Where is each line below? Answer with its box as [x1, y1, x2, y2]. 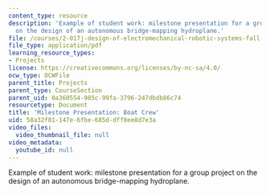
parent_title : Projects [8, 79, 88, 87]
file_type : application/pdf [8, 42, 103, 50]
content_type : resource [8, 11, 88, 20]
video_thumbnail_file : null [15, 131, 110, 139]
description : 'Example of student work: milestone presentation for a [8, 19, 250, 27]
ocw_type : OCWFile [8, 71, 70, 79]
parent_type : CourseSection [8, 86, 103, 95]
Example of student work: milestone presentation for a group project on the [8, 168, 258, 177]
